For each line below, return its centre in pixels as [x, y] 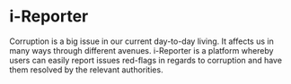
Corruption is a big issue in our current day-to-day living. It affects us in [141, 41]
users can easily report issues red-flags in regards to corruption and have [146, 60]
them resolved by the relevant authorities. [86, 70]
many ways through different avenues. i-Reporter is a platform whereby [141, 50]
